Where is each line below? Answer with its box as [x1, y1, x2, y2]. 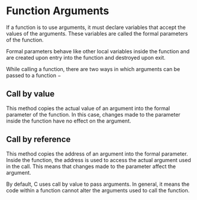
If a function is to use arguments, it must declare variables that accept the [6, 24, 186, 31]
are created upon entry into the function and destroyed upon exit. [6, 54, 166, 61]
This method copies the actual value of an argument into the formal [6, 105, 170, 112]
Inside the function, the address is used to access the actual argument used [6, 156, 191, 163]
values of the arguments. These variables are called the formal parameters [6, 30, 188, 37]
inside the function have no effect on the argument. [6, 117, 131, 124]
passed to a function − [6, 72, 62, 79]
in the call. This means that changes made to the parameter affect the [6, 163, 176, 170]
